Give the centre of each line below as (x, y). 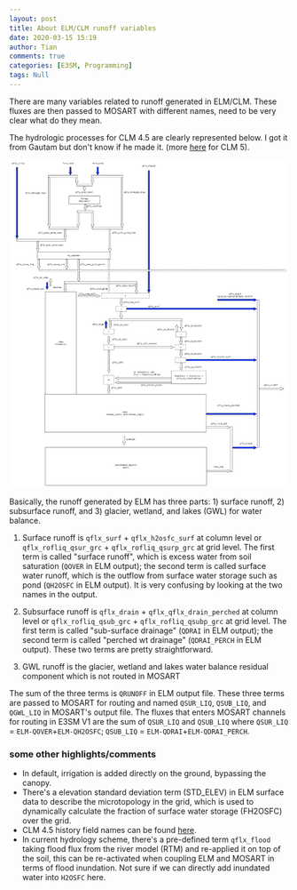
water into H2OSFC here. (64, 877)
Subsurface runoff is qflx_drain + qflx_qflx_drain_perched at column (150, 611)
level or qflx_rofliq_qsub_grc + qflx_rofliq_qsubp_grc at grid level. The (154, 621)
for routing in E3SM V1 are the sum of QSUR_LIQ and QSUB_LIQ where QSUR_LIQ (149, 721)
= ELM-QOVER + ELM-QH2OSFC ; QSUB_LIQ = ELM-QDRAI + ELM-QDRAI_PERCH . (129, 731)
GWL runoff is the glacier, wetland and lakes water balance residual (145, 666)
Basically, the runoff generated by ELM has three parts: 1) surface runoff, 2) (147, 501)
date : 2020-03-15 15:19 (53, 37)
